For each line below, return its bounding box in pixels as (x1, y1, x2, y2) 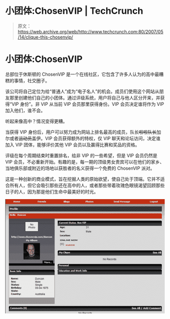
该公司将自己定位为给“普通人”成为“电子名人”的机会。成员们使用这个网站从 (5, 88, 159, 94)
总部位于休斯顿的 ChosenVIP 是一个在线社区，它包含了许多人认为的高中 (5, 71, 155, 77)
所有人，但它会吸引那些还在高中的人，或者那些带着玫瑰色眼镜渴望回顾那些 (9, 182, 165, 188)
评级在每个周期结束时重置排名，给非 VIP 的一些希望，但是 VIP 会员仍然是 (5, 152, 158, 158)
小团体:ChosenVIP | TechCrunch (5, 5, 143, 17)
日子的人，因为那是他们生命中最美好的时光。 (5, 188, 99, 195)
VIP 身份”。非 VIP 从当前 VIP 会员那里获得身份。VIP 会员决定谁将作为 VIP (12, 101, 164, 107)
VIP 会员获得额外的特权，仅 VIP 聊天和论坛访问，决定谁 (45, 135, 161, 141)
